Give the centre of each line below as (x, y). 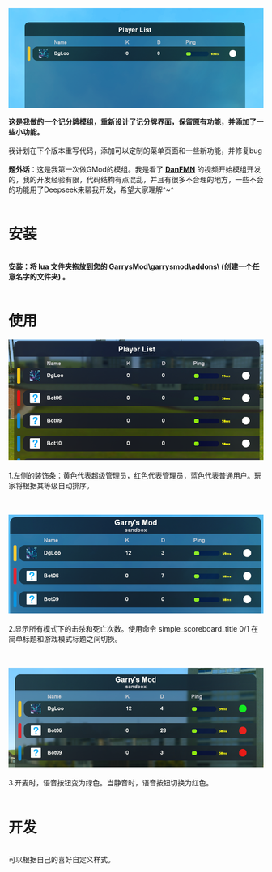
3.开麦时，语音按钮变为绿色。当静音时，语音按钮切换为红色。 (111, 783)
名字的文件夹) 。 (42, 276)
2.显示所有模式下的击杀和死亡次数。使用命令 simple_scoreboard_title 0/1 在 (134, 628)
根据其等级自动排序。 (58, 486)
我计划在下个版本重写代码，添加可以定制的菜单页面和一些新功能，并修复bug (136, 151)
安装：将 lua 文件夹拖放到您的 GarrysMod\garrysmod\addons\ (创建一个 (130, 266)
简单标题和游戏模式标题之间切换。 (65, 639)
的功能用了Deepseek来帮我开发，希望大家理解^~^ (91, 189)
